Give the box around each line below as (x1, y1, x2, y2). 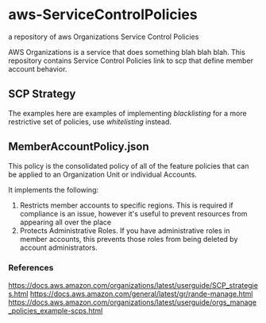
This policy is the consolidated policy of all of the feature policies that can (8, 161, 249, 170)
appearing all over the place (19, 217, 112, 227)
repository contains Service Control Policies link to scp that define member (8, 56, 254, 65)
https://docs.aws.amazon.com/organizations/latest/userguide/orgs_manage (8, 297, 256, 307)
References (8, 263, 54, 274)
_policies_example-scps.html (8, 305, 103, 315)
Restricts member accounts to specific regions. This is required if (19, 200, 233, 210)
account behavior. (8, 64, 67, 73)
